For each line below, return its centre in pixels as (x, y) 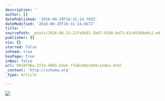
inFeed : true (19, 51)
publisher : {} (20, 38)
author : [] (17, 14)
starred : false (21, 47)
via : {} (13, 42)
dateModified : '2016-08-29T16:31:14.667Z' (50, 24)
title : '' (16, 28)
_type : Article (21, 75)
